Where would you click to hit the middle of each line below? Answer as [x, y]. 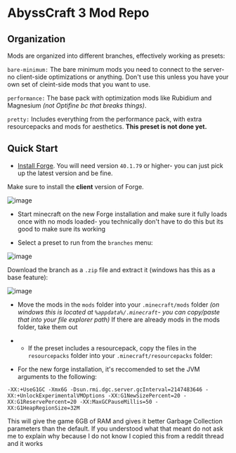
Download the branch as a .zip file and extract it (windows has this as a [111, 269]
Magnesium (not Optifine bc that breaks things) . [77, 106]
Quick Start [33, 149]
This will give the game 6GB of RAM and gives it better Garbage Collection [115, 421]
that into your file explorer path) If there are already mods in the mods [118, 319]
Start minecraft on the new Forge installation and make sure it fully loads [122, 214]
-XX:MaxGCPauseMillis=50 [116, 402]
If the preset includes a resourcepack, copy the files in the [112, 348]
